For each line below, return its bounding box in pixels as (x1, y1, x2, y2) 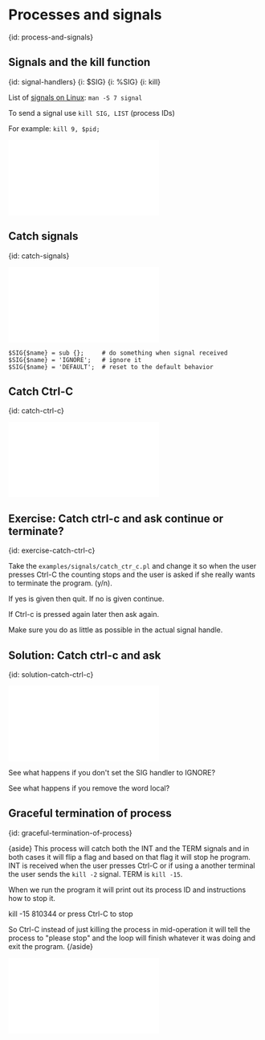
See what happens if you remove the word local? (8, 783, 170, 793)
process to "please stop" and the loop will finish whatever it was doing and (8, 933, 255, 943)
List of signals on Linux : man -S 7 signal (8, 92, 143, 102)
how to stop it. (8, 893, 56, 902)
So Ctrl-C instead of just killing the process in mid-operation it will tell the (8, 924, 251, 934)
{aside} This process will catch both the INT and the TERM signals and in (8, 843, 250, 853)
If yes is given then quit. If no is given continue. (8, 594, 165, 604)
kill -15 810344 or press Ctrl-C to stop (8, 909, 133, 919)
